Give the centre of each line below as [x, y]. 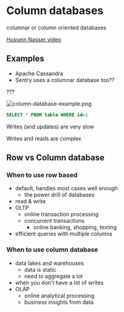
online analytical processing [59, 295]
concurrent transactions [54, 221]
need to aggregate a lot [53, 276]
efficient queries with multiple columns [64, 234]
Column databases [55, 11]
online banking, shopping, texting [75, 228]
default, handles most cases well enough [67, 188]
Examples [25, 59]
